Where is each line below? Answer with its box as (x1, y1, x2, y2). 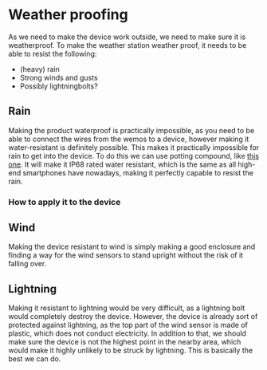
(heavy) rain (19, 64, 60, 73)
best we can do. (8, 354, 61, 364)
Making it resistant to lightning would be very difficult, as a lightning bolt (8, 303, 245, 313)
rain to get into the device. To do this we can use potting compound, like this (8, 151, 259, 160)
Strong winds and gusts (19, 73, 98, 82)
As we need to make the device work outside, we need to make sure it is (8, 32, 246, 41)
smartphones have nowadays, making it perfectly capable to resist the (22, 167, 253, 177)
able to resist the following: (8, 49, 97, 58)
